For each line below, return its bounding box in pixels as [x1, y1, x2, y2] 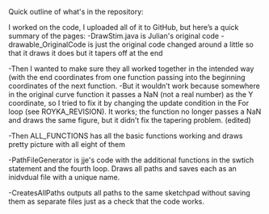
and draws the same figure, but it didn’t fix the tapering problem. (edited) [8, 115, 252, 124]
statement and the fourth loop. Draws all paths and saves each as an [8, 164, 237, 173]
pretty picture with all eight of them [8, 140, 125, 149]
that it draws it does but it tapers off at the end [8, 48, 163, 57]
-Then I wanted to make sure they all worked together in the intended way [8, 64, 254, 73]
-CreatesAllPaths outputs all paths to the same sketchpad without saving [8, 188, 250, 197]
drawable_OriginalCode [8, 40, 86, 49]
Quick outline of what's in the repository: [8, 7, 144, 16]
